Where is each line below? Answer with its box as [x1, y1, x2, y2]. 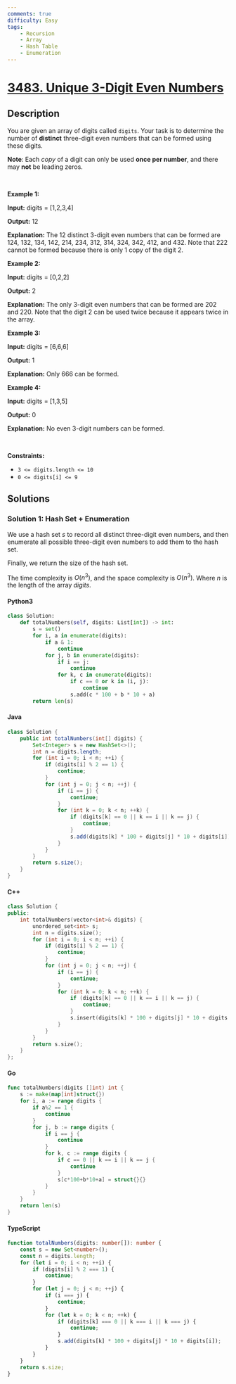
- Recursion [20, 30, 55, 37]
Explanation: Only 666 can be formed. [7, 369, 119, 378]
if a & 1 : [44, 638, 74, 646]
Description [7, 108, 60, 120]
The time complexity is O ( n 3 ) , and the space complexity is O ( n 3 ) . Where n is [7, 572, 228, 582]
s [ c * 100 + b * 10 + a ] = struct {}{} [57, 1176, 146, 1183]
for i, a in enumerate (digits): [32, 633, 128, 640]
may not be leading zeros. [7, 163, 83, 171]
